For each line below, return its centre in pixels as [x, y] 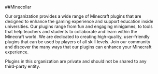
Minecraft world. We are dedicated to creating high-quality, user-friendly [77, 37]
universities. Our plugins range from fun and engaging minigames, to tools [79, 26]
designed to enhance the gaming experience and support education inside [79, 21]
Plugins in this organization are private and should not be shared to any [76, 61]
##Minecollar [18, 7]
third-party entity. [22, 66]
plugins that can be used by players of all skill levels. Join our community [78, 42]
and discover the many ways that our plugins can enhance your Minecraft [78, 47]
